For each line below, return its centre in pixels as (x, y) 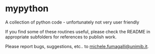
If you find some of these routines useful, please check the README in (78, 31)
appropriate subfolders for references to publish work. (61, 37)
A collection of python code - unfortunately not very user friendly (72, 22)
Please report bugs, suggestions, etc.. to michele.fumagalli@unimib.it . (77, 46)
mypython (27, 9)
